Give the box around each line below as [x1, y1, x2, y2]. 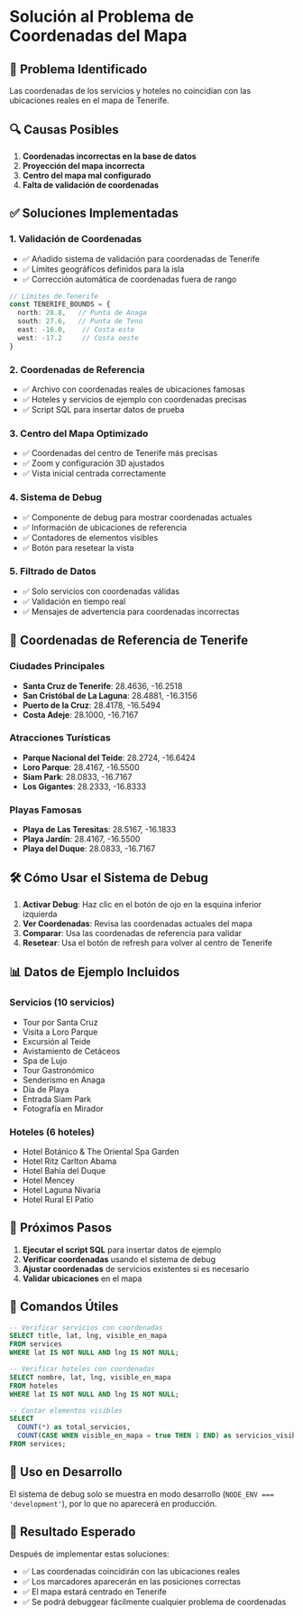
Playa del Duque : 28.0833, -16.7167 [22, 843, 156, 854]
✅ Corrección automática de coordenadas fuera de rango [22, 274, 237, 284]
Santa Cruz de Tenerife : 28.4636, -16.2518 [22, 680, 183, 692]
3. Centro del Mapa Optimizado [9, 427, 149, 440]
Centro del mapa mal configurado [22, 170, 151, 181]
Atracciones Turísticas [9, 731, 111, 744]
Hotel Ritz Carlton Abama [22, 1156, 117, 1166]
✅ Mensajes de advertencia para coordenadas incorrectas [22, 606, 241, 617]
